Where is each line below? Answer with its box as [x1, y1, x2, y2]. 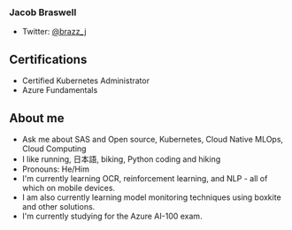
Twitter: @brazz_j [21, 27, 87, 37]
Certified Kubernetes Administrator [21, 75, 150, 86]
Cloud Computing [21, 143, 87, 154]
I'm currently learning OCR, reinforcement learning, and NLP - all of [21, 172, 268, 183]
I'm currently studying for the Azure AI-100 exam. [21, 211, 203, 221]
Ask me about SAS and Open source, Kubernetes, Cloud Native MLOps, [21, 134, 284, 144]
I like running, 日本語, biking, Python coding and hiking [21, 153, 221, 165]
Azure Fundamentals [21, 85, 98, 96]
